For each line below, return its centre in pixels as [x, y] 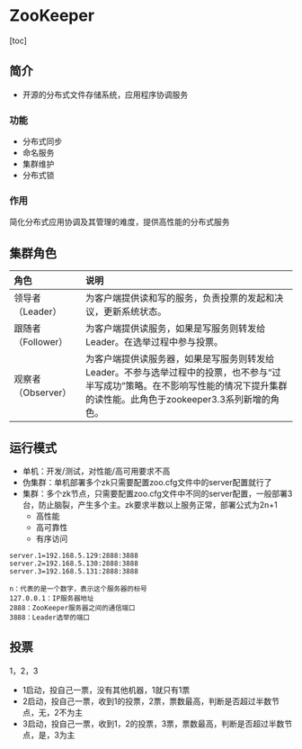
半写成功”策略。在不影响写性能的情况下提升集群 [186, 386]
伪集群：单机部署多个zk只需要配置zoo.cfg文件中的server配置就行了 [147, 482]
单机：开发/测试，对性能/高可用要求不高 [96, 471]
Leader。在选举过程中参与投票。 [154, 342]
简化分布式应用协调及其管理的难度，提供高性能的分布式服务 [120, 222]
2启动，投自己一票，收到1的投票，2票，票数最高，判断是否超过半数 [147, 701]
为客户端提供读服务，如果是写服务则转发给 [175, 329]
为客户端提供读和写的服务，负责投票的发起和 [180, 298]
